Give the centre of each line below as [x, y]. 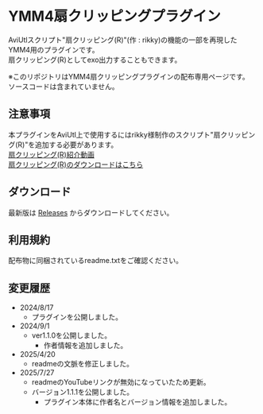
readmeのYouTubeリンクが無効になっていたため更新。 [121, 382]
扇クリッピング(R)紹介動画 [52, 154]
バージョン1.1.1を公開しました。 [83, 392]
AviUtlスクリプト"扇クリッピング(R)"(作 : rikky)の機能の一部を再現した [123, 40]
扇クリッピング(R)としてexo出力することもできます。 [95, 60]
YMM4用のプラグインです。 [54, 49]
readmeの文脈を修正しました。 [82, 364]
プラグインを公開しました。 [77, 317]
